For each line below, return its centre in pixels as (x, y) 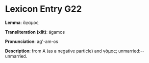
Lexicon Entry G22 (43, 9)
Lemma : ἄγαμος (22, 22)
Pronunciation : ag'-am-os (32, 41)
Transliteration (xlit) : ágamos (35, 32)
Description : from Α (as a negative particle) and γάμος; (61, 51)
